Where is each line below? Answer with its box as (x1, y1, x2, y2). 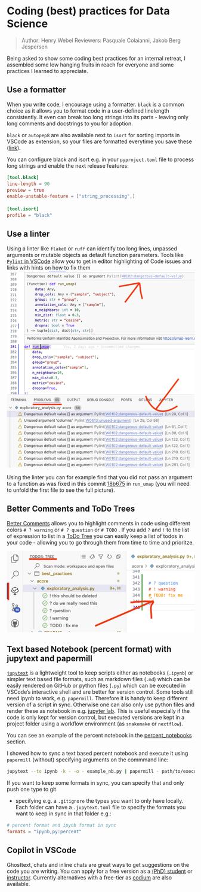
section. (7, 738, 27, 745)
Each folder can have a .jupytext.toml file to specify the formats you (15, 804, 186, 811)
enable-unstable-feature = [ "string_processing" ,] (7, 193, 135, 199)
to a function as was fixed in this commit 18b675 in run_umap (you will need (7, 480, 190, 487)
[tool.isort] (7, 206, 39, 212)
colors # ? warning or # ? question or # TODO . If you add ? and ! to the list (7, 526, 190, 533)
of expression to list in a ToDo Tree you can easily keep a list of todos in (7, 532, 184, 540)
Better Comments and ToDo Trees (7, 504, 135, 514)
